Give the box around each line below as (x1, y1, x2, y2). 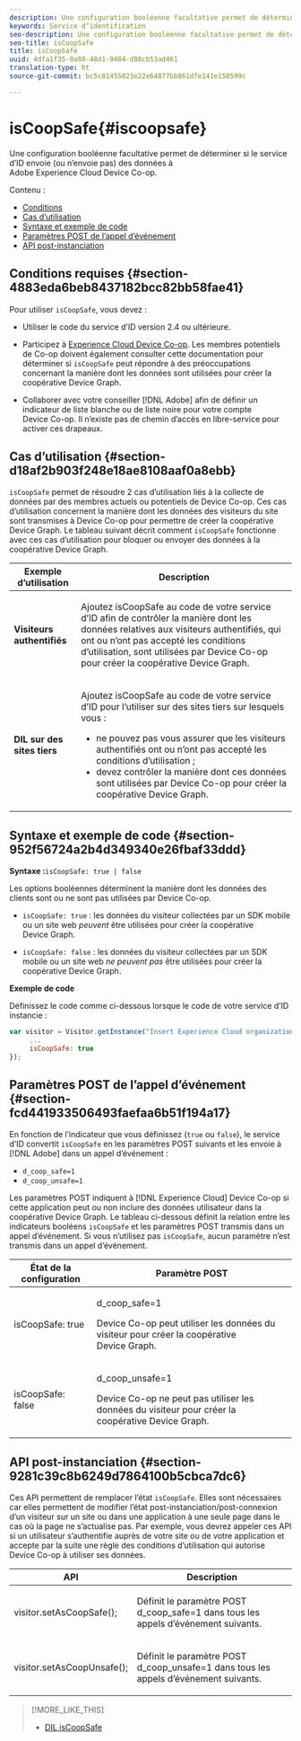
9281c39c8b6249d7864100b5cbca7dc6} (9, 1468, 246, 1483)
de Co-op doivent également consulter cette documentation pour (21, 348, 264, 359)
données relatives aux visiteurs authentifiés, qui (80, 623, 281, 636)
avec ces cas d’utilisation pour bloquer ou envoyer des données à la (9, 535, 261, 545)
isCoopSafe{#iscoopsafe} (9, 118, 208, 138)
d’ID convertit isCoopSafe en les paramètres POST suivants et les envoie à (9, 1138, 282, 1150)
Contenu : (9, 184, 47, 195)
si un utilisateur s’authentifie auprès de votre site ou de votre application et (9, 1531, 285, 1542)
